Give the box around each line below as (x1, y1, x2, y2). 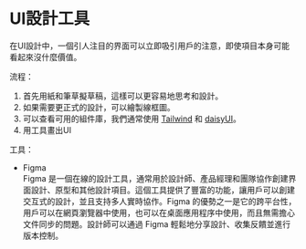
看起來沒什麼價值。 (9, 51, 82, 62)
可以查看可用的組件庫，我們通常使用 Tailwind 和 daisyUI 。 (22, 113, 242, 124)
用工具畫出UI (22, 124, 71, 135)
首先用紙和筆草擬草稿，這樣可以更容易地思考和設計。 (22, 90, 224, 101)
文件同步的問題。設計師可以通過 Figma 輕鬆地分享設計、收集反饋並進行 (22, 218, 291, 229)
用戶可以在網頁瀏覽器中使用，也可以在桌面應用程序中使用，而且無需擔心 (22, 207, 295, 218)
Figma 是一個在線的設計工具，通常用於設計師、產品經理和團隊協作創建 (22, 172, 290, 183)
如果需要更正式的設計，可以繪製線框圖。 (22, 101, 175, 112)
